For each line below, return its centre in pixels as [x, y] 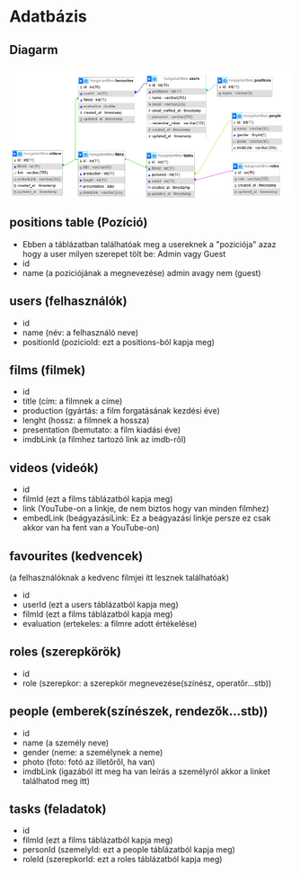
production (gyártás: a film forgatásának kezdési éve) [121, 411]
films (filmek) [48, 370]
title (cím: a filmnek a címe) [72, 401]
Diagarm [34, 50]
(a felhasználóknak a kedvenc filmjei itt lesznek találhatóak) [119, 577]
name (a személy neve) [66, 743]
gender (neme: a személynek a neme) [93, 752]
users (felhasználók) [68, 302]
